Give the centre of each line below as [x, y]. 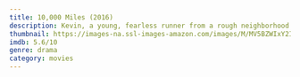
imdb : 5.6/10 [33, 42]
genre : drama [33, 50]
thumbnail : [29, 34]
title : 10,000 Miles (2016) [62, 17]
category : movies [42, 58]
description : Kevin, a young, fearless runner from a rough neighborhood [150, 26]
